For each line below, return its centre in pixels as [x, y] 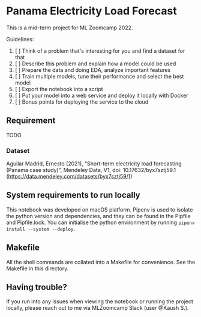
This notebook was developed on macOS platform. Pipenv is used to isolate [100, 209]
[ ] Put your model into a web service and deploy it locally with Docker [101, 95]
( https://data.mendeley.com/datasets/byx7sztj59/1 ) [69, 176]
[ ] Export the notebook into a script [59, 89]
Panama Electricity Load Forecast [91, 11]
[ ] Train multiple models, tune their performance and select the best [99, 76]
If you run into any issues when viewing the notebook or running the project [100, 301]
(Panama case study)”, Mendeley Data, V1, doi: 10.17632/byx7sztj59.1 [91, 170]
